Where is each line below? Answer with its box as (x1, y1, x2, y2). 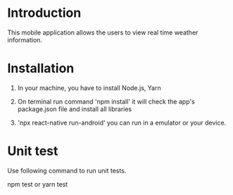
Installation (7, 61, 75, 77)
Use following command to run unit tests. (7, 166, 127, 175)
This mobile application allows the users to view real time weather (7, 28, 199, 37)
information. (7, 35, 43, 44)
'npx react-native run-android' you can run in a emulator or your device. (17, 118, 227, 127)
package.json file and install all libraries (17, 104, 132, 113)
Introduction (7, 5, 82, 21)
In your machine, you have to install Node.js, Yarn (17, 83, 161, 92)
